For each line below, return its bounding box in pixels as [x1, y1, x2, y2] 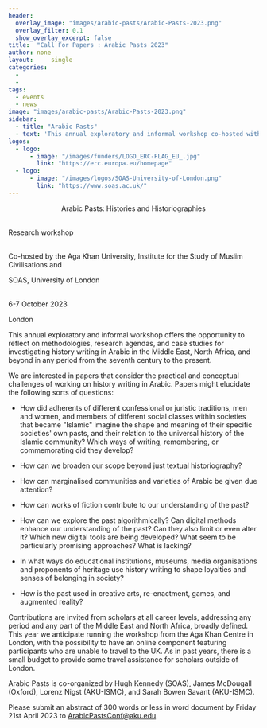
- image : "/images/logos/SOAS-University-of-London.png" [29, 174, 222, 183]
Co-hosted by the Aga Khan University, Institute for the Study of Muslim [8, 251, 244, 261]
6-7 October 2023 [8, 299, 68, 309]
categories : [8, 64, 48, 72]
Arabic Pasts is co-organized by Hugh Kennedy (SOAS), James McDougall [8, 678, 252, 688]
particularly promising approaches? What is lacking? [19, 540, 192, 550]
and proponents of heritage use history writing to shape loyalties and [19, 564, 246, 574]
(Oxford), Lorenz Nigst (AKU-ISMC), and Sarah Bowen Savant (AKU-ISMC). [8, 687, 255, 696]
